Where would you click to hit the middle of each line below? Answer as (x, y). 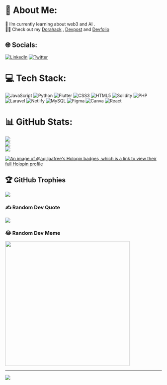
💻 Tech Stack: (36, 78)
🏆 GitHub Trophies (36, 180)
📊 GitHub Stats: (39, 122)
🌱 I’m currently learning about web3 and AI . (50, 24)
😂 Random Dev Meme (33, 233)
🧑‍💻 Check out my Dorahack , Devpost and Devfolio (57, 29)
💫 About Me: (31, 10)
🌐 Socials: (21, 45)
